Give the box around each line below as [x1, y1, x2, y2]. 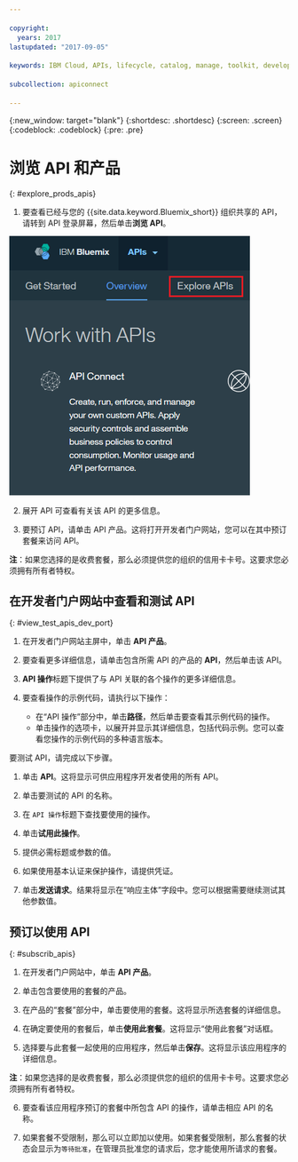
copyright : [9, 23, 50, 33]
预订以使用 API [9, 924, 90, 939]
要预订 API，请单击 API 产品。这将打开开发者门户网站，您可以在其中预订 [21, 524, 287, 535]
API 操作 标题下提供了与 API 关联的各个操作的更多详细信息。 [21, 673, 241, 684]
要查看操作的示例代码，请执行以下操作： [21, 693, 170, 704]
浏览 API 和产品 [9, 158, 122, 178]
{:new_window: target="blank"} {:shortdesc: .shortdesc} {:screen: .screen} [9, 115, 283, 125]
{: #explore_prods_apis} [9, 187, 97, 199]
